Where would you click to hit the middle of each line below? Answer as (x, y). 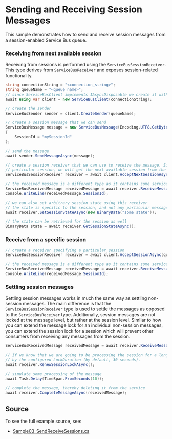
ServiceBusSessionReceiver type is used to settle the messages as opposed (85, 309)
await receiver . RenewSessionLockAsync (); (50, 364)
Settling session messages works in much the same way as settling (76, 298)
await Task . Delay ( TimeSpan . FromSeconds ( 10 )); (55, 379)
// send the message (27, 151)
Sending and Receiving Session (74, 10)
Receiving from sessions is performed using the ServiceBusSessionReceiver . (86, 65)
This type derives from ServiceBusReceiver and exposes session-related (82, 70)
